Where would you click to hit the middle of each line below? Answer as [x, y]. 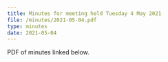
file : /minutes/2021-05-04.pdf [52, 20]
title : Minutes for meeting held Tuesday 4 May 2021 [84, 13]
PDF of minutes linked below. [48, 52]
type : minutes [28, 26]
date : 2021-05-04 [32, 33]
